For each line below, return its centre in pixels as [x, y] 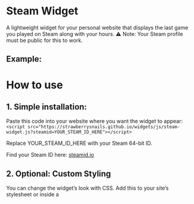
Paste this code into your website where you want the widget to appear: [95, 121]
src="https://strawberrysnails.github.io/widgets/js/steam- [104, 127]
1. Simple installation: [47, 107]
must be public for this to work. [44, 40]
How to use [35, 85]
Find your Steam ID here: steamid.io [50, 155]
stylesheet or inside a [33, 194]
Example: [24, 59]
